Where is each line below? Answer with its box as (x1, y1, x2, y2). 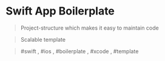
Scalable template (20, 36, 66, 43)
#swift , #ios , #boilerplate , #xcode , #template (20, 47, 139, 55)
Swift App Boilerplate (5, 4, 115, 18)
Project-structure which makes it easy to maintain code (20, 24, 159, 31)
